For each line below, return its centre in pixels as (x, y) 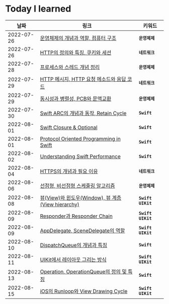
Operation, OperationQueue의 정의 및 (83, 272)
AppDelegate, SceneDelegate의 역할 (82, 230)
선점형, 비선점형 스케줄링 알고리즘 (77, 186)
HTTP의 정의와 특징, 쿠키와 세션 (76, 53)
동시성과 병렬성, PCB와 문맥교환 (76, 98)
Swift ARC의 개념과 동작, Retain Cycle (83, 113)
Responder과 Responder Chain (76, 216)
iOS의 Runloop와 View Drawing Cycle (84, 291)
